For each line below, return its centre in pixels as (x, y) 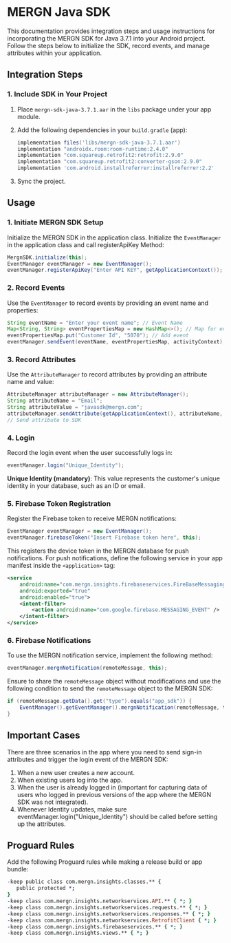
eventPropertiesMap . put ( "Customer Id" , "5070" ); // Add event (98, 336)
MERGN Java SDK (59, 12)
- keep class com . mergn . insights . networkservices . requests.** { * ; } (107, 907)
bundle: (18, 869)
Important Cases (44, 735)
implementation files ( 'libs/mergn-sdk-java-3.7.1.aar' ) (99, 142)
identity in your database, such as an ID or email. (76, 485)
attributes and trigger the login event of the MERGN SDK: (88, 759)
